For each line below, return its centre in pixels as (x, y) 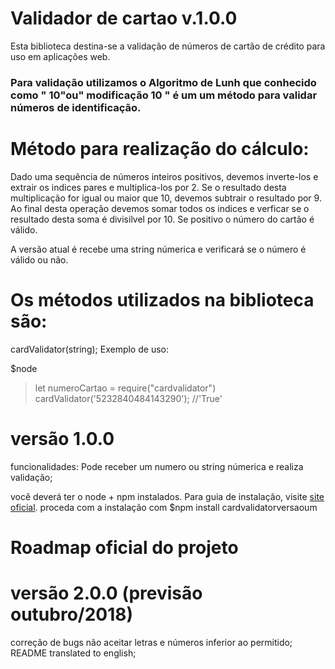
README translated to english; (73, 653)
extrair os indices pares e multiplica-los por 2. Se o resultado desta (148, 187)
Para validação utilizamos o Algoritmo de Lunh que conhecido (163, 82)
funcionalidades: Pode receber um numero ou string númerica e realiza (157, 466)
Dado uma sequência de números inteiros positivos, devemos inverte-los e (164, 176)
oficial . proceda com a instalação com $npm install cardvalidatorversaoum (164, 507)
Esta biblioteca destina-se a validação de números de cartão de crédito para (168, 46)
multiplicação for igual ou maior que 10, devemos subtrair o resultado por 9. (166, 198)
